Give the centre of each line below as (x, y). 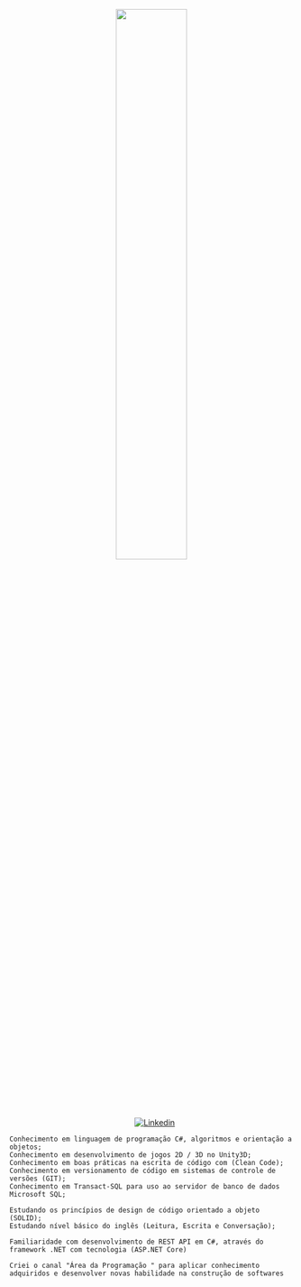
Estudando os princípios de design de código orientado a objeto (134, 1210)
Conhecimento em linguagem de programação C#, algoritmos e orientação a (151, 1139)
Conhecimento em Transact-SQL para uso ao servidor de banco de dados (145, 1187)
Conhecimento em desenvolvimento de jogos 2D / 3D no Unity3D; (131, 1155)
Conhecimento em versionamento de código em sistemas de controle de (143, 1170)
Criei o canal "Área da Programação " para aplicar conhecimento (134, 1265)
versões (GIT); (38, 1179)
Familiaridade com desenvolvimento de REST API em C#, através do (137, 1242)
